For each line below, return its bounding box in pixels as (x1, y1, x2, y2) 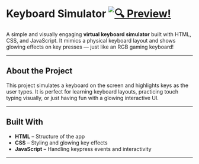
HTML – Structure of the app (14, 133, 85, 140)
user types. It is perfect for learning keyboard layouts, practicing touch (6, 88, 179, 95)
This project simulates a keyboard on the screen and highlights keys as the (6, 82, 188, 89)
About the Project (6, 66, 73, 76)
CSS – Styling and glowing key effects (14, 139, 108, 146)
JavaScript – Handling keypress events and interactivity (14, 145, 152, 152)
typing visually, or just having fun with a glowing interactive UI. (6, 94, 159, 101)
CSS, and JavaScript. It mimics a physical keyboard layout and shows (6, 37, 176, 44)
